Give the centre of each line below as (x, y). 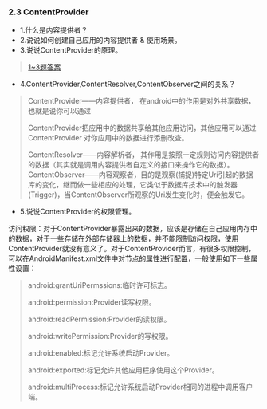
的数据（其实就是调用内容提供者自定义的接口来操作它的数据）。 (131, 165)
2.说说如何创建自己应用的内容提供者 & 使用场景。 (100, 40)
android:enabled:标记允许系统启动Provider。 (101, 353)
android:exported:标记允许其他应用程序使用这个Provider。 (123, 370)
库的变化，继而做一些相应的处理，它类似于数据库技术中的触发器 (132, 185)
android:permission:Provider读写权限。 (92, 302)
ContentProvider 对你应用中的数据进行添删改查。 (108, 138)
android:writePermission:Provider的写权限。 (100, 336)
